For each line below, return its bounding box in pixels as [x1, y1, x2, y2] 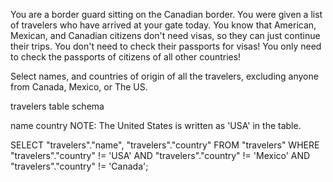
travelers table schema [10, 100, 105, 112]
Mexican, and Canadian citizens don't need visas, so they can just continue [10, 30, 321, 41]
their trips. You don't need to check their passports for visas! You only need [10, 40, 322, 52]
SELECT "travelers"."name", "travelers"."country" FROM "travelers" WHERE [10, 139, 320, 151]
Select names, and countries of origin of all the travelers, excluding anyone [10, 70, 319, 82]
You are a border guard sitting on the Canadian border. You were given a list [10, 9, 323, 20]
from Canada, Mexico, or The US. [10, 81, 148, 93]
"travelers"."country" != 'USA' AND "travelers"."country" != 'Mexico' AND [10, 150, 311, 161]
